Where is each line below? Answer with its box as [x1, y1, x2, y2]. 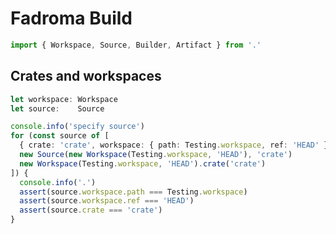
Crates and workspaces [10, 68, 162, 85]
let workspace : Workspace [10, 94, 118, 104]
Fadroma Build [10, 7, 133, 30]
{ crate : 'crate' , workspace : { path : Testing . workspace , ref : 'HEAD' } [19, 140, 329, 151]
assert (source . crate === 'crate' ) [19, 205, 163, 216]
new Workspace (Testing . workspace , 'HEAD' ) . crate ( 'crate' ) [19, 158, 267, 169]
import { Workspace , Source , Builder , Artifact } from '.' [10, 40, 262, 50]
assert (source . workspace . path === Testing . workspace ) [19, 187, 248, 197]
